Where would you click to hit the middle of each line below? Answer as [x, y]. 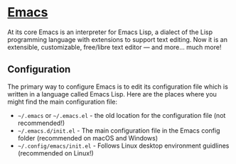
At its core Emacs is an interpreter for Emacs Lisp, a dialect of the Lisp [110, 32]
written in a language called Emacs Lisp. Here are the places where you [112, 94]
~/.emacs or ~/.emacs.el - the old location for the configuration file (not [122, 115]
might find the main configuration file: [63, 102]
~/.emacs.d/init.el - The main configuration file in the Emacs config [119, 130]
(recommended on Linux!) [55, 153]
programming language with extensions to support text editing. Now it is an [117, 39]
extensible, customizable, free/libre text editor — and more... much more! [114, 47]
